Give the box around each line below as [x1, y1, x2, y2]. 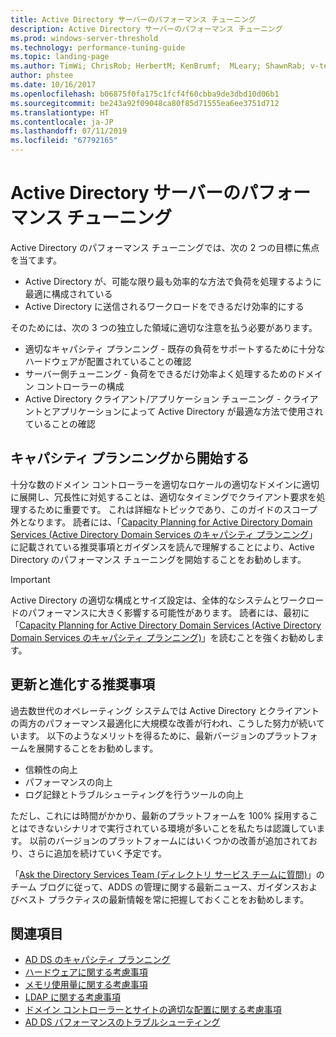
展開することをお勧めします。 [36, 742, 159, 754]
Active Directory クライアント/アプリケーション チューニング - [24, 392, 282, 405]
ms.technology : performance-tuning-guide [10, 42, 186, 53]
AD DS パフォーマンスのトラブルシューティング [24, 1016, 221, 1028]
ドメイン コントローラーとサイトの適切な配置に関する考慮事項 [24, 1004, 282, 1016]
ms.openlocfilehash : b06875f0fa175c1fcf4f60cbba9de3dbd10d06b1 [10, 89, 280, 99]
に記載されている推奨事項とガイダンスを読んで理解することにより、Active [10, 541, 315, 553]
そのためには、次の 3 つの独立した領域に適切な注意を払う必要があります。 [10, 321, 318, 333]
